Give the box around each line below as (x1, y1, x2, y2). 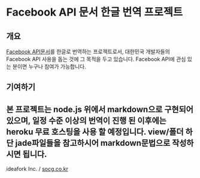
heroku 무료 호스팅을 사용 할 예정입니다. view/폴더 (6, 127, 184, 137)
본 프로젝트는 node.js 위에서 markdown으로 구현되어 (6, 104, 193, 114)
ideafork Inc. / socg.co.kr (6, 165, 69, 173)
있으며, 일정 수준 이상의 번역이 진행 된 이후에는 (6, 115, 166, 125)
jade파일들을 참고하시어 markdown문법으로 (15, 138, 171, 148)
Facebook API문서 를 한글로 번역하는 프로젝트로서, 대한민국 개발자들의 (6, 48, 171, 55)
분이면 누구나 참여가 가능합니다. (12, 63, 86, 70)
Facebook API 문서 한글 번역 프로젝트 (6, 5, 183, 19)
